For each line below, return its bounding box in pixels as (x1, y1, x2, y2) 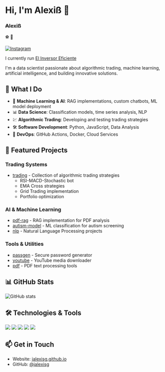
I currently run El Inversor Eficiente (5, 55, 76, 62)
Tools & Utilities (5, 240, 44, 247)
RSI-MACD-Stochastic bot (19, 177, 74, 183)
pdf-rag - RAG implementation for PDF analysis (12, 217, 110, 223)
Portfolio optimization (19, 193, 64, 199)
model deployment (12, 104, 51, 110)
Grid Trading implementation (19, 188, 79, 194)
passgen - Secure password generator (12, 252, 92, 258)
